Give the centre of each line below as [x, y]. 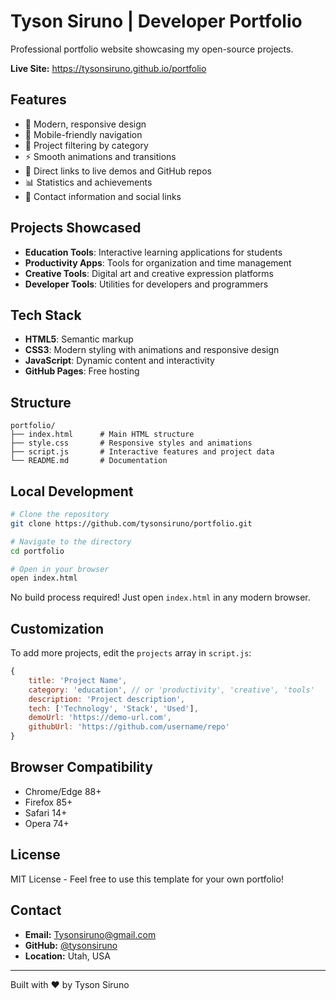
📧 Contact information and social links [103, 196]
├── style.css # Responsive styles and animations [131, 443]
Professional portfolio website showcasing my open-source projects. [152, 49]
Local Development [72, 491]
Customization [57, 628]
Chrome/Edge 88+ [63, 791]
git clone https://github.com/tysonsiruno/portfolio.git [131, 523]
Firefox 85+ [48, 802]
